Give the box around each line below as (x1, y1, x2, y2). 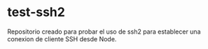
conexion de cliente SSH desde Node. (7, 34, 117, 43)
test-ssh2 (7, 4, 65, 20)
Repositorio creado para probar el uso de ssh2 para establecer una (7, 27, 201, 36)
